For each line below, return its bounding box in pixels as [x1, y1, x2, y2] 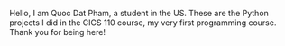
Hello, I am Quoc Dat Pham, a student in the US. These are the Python [9, 8, 269, 18]
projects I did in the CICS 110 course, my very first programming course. [9, 17, 277, 28]
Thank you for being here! [9, 27, 106, 37]
